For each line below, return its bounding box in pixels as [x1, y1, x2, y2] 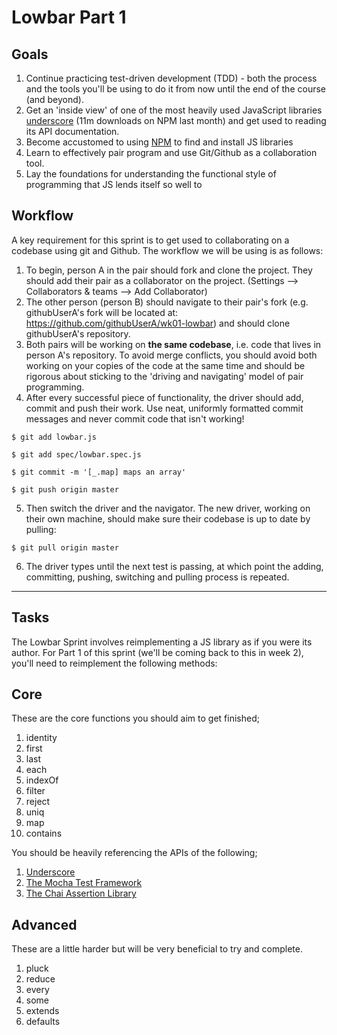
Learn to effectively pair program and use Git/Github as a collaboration [25, 147, 318, 158]
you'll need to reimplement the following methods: [11, 657, 218, 669]
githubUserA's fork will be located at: [25, 306, 179, 318]
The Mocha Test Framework [25, 877, 143, 889]
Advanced [11, 916, 78, 933]
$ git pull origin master [11, 542, 119, 553]
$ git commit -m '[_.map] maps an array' [11, 467, 187, 477]
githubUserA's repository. [25, 327, 131, 340]
